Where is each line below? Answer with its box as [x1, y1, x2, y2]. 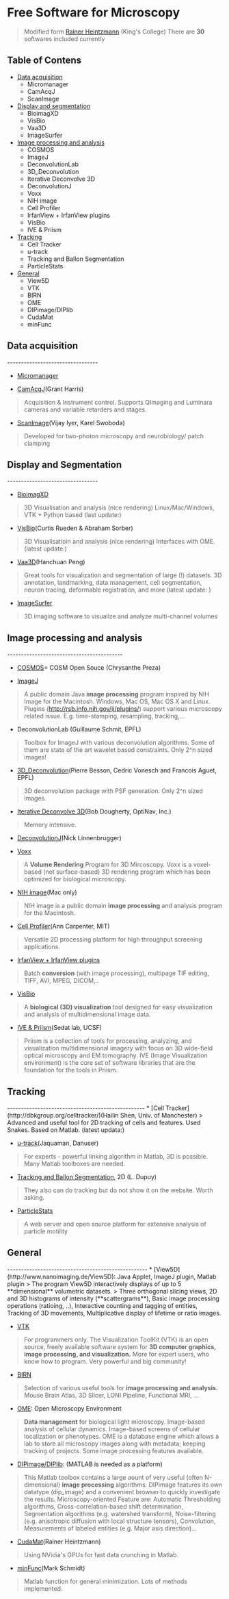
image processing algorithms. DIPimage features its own [62, 1481, 223, 1489]
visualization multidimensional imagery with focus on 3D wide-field [23, 1044, 213, 1053]
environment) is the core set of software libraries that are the [23, 1059, 196, 1067]
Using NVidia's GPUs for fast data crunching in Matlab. [23, 1550, 179, 1559]
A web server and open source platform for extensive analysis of [23, 1220, 206, 1228]
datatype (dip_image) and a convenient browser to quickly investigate [23, 1487, 221, 1496]
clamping [23, 439, 51, 447]
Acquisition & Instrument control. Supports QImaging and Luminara [23, 398, 213, 406]
